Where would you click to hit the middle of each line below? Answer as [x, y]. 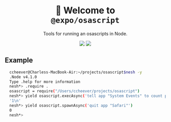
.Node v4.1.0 [23, 77]
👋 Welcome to [85, 11]
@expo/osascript [85, 20]
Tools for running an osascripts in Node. [85, 33]
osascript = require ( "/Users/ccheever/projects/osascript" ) [75, 91]
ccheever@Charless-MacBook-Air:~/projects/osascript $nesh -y [76, 72]
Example [19, 60]
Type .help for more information [45, 82]
